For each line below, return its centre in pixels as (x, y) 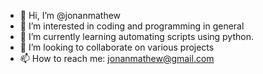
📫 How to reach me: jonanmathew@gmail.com (117, 58)
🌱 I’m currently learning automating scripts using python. (136, 36)
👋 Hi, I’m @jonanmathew (70, 15)
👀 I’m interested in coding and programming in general (132, 26)
